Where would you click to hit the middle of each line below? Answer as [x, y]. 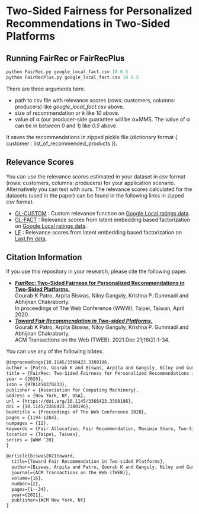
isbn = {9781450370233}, [37, 384]
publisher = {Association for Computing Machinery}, [73, 390]
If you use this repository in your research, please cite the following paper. [97, 271]
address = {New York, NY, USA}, [46, 396]
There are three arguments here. [46, 89]
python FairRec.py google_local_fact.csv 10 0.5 [67, 72]
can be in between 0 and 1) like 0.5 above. [66, 126]
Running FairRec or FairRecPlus [65, 58]
